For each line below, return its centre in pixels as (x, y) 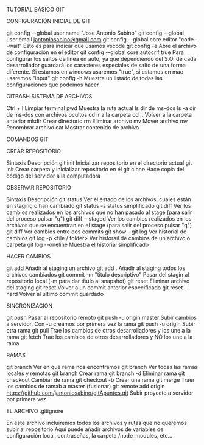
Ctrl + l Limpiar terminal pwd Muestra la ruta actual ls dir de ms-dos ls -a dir (101, 108)
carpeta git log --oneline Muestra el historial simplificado (78, 244)
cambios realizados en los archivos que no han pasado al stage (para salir (99, 212)
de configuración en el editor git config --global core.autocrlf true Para (95, 52)
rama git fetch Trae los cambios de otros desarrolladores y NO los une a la (100, 337)
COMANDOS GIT (27, 139)
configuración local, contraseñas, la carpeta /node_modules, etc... (90, 436)
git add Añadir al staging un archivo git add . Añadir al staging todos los (96, 268)
